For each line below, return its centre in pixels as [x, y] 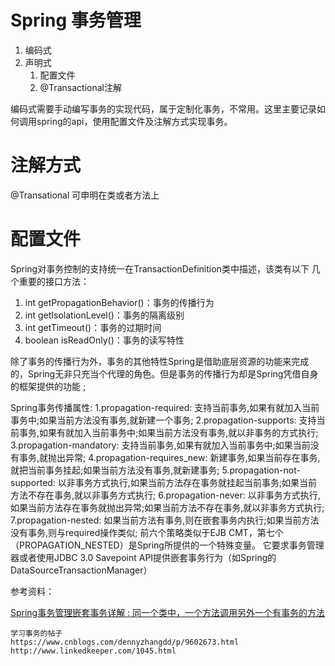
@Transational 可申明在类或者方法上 [85, 195]
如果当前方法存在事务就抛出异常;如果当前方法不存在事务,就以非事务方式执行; [167, 507]
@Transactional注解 [80, 87]
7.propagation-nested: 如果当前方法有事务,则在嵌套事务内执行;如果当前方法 [165, 520]
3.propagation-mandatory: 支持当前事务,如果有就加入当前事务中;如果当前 [160, 445]
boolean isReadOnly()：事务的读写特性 [104, 340]
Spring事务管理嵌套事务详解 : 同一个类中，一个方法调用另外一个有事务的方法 [168, 612]
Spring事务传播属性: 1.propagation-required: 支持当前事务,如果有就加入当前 [165, 407]
